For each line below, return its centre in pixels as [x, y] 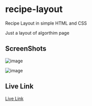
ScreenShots [26, 49]
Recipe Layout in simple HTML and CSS [46, 23]
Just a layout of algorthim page [37, 33]
